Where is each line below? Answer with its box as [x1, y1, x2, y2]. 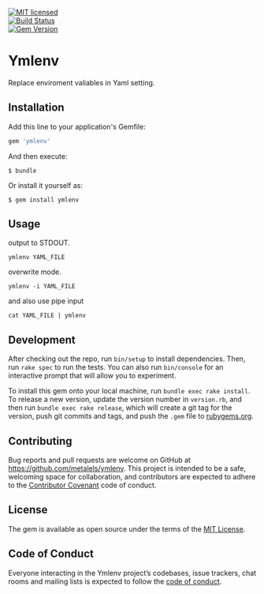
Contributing [8, 434, 73, 448]
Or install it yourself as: [8, 180, 83, 190]
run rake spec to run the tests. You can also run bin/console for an [8, 363, 224, 372]
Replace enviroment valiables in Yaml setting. [8, 77, 155, 87]
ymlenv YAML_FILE [8, 254, 65, 261]
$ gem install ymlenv [8, 196, 80, 204]
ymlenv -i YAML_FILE [8, 283, 76, 291]
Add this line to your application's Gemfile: [8, 122, 146, 131]
